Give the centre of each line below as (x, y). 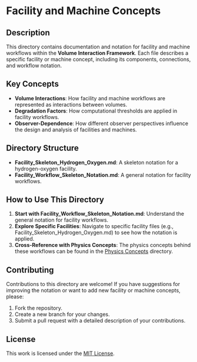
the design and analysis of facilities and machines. (76, 129)
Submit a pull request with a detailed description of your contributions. (100, 321)
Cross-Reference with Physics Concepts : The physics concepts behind (103, 245)
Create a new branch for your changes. (62, 314)
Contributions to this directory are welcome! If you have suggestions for (93, 284)
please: (15, 297)
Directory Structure (43, 148)
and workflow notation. (34, 65)
